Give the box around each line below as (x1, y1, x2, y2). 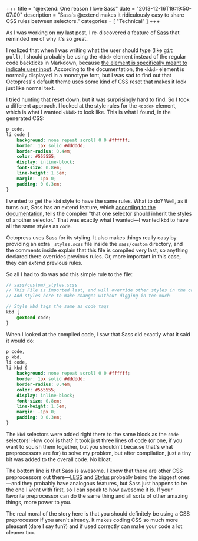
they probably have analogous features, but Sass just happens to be (21, 480, 187, 487)
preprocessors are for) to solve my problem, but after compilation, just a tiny (6, 449, 192, 456)
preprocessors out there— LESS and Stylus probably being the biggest (6, 473, 177, 481)
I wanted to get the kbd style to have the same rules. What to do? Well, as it (6, 197, 188, 205)
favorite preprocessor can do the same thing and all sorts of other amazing (6, 492, 189, 499)
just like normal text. (6, 85, 55, 91)
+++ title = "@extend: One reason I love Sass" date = (6, 5, 136, 12)
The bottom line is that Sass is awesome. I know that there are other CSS (6, 467, 183, 474)
